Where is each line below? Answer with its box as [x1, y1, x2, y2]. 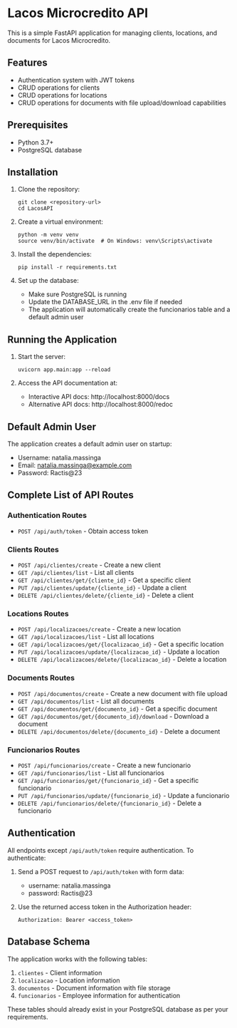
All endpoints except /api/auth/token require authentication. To [7, 846, 194, 854]
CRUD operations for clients [17, 83, 100, 92]
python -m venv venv [17, 232, 79, 239]
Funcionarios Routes [7, 744, 80, 754]
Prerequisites [7, 119, 68, 131]
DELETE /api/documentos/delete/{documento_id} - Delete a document [17, 727, 221, 735]
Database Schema [7, 935, 90, 948]
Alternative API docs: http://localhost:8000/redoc [28, 400, 173, 409]
